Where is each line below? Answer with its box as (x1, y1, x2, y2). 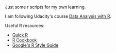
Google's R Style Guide (12, 42, 59, 48)
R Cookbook (12, 37, 37, 43)
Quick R (12, 32, 28, 38)
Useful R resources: (5, 23, 45, 28)
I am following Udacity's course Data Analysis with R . (5, 13, 112, 19)
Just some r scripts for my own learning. (5, 4, 86, 10)
